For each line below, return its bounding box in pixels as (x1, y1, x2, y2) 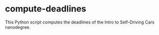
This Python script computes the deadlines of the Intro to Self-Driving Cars (5, 19, 155, 25)
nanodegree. (5, 24, 31, 30)
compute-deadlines (5, 3, 86, 14)
